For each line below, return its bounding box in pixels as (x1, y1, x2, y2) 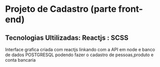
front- (118, 3, 143, 15)
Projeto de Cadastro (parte (5, 3, 117, 15)
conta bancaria (5, 57, 36, 63)
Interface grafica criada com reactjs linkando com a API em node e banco (5, 47, 156, 52)
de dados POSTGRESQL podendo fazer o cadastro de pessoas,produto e (5, 52, 154, 58)
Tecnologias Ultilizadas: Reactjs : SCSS (5, 33, 129, 42)
